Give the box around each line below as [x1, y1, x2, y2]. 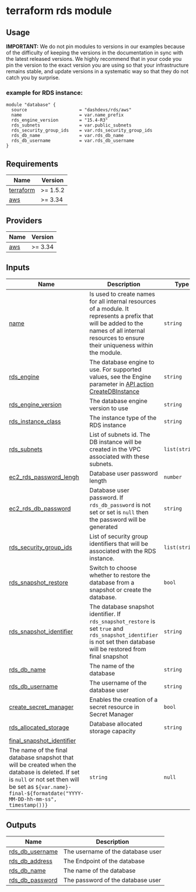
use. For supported [89, 365, 142, 373]
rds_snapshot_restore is [89, 617, 156, 625]
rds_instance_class [9, 417, 61, 425]
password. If [89, 493, 124, 501]
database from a [89, 578, 135, 586]
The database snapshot [89, 602, 155, 610]
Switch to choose [89, 563, 137, 572]
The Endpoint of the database [63, 857, 145, 865]
